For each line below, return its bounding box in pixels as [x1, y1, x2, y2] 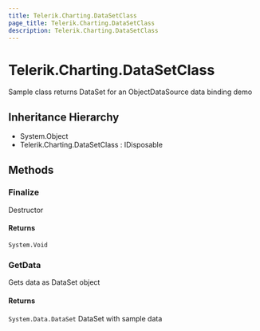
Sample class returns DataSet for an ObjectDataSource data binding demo [8, 87, 253, 97]
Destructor [8, 205, 44, 215]
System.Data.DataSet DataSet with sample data [8, 313, 163, 323]
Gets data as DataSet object [8, 278, 100, 287]
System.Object [19, 132, 69, 141]
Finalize [8, 187, 40, 198]
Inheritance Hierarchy [8, 110, 120, 124]
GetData [8, 259, 41, 270]
